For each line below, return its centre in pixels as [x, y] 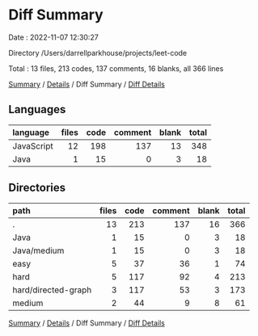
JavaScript [33, 145]
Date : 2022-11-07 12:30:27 [53, 37]
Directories [37, 188]
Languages [37, 109]
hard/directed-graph [52, 290]
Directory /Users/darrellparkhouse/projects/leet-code [98, 52]
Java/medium [38, 250]
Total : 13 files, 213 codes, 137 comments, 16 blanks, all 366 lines [116, 68]
